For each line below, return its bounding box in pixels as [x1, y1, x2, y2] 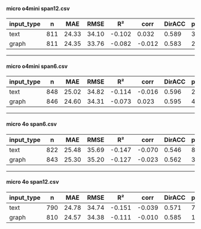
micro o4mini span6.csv [6, 63, 68, 70]
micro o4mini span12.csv [6, 5, 70, 12]
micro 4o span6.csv [6, 120, 57, 128]
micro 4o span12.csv [6, 178, 59, 185]
